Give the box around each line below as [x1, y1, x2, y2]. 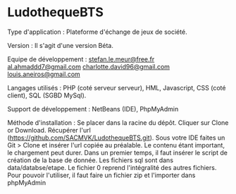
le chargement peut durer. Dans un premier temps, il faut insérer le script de [7, 148, 228, 157]
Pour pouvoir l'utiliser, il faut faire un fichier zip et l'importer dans [7, 171, 196, 179]
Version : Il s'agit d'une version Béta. [7, 41, 114, 49]
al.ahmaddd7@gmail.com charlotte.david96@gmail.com [7, 62, 170, 71]
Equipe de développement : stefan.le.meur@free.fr [7, 54, 155, 63]
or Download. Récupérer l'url [7, 126, 92, 134]
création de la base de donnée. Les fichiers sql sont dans [7, 156, 174, 164]
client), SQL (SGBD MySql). [7, 91, 87, 99]
